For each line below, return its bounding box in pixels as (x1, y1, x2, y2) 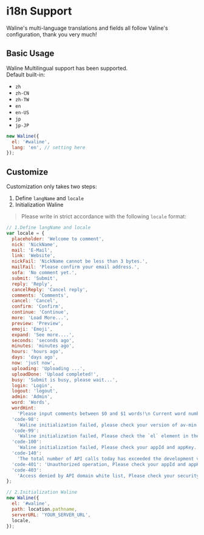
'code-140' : (12, 450, 42, 456)
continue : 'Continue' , (12, 309, 69, 315)
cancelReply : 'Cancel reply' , (12, 286, 88, 292)
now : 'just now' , (12, 360, 56, 366)
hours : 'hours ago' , (12, 349, 64, 355)
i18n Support (6, 4, 72, 18)
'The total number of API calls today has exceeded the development (17, 456, 194, 462)
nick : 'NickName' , (12, 241, 59, 247)
